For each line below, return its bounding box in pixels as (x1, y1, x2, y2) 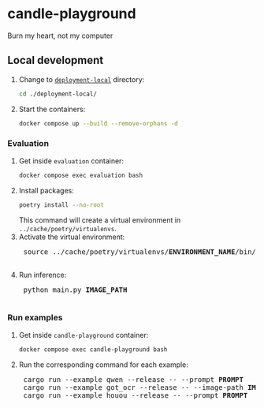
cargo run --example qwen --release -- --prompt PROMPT (23, 375, 244, 384)
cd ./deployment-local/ (18, 90, 98, 98)
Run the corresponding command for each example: (18, 360, 188, 369)
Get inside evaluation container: (18, 155, 124, 166)
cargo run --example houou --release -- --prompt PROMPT (23, 391, 248, 399)
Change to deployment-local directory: (18, 74, 145, 84)
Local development (7, 54, 104, 67)
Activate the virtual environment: (18, 232, 125, 241)
